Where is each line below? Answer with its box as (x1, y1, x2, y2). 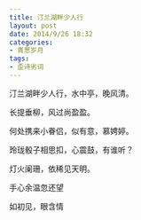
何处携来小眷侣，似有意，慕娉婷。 (9, 125, 134, 136)
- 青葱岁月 (9, 46, 44, 55)
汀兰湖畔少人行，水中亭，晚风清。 (9, 88, 134, 98)
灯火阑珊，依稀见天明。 (9, 163, 95, 174)
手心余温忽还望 (9, 182, 64, 192)
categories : (9, 37, 53, 47)
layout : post (9, 21, 58, 30)
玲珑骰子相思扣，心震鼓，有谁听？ (9, 144, 134, 155)
